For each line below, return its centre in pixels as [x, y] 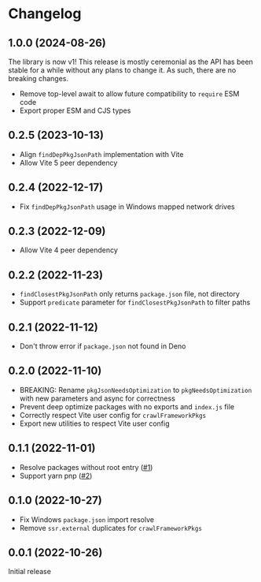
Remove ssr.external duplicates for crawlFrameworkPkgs [111, 528]
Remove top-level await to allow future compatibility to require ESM [129, 94]
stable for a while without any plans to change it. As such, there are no [122, 70]
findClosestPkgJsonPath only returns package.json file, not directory [129, 294]
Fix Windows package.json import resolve [87, 519]
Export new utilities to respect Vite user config [94, 423]
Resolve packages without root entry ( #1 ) [86, 467]
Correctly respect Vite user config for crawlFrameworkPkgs [113, 415]
